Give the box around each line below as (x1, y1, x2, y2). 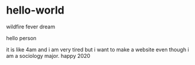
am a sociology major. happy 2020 (6, 52, 90, 59)
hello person (6, 34, 37, 41)
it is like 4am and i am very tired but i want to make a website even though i (6, 45, 189, 53)
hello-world (6, 4, 65, 17)
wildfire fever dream (6, 23, 56, 30)
